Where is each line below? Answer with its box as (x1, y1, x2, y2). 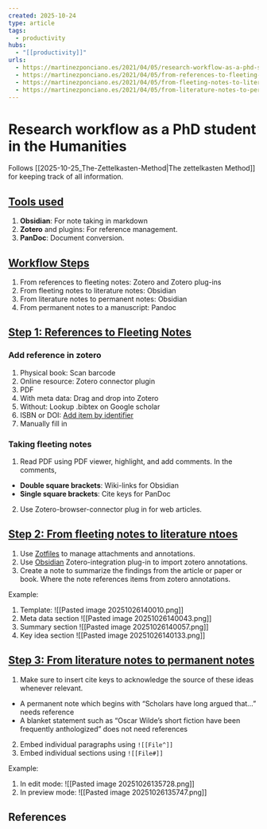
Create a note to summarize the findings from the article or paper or (19, 565, 242, 575)
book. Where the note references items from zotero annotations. (19, 574, 231, 583)
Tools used (8, 194, 64, 208)
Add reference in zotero (8, 350, 102, 361)
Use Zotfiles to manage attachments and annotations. (19, 548, 196, 558)
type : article (8, 19, 56, 27)
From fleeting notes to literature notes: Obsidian (19, 285, 176, 295)
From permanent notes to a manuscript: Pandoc (19, 302, 177, 312)
